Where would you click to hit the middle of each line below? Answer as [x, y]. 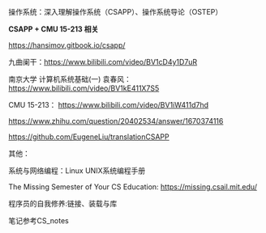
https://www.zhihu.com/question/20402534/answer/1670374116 [116, 121]
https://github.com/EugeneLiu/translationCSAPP [89, 137]
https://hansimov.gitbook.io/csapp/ [67, 45]
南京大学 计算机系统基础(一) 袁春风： [70, 79]
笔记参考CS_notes [39, 220]
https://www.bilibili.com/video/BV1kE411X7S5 [84, 88]
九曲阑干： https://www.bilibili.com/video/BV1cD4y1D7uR [103, 62]
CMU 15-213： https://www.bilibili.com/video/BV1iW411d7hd [109, 105]
